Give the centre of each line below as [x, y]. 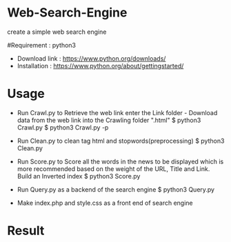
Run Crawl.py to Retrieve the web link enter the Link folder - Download [117, 112]
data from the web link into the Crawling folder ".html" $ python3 [109, 120]
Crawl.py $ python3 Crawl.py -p [63, 127]
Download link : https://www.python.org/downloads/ [91, 58]
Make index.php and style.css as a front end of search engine [105, 203]
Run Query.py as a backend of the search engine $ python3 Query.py [116, 189]
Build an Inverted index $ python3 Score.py [79, 176]
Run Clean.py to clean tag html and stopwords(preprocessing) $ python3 [121, 141]
